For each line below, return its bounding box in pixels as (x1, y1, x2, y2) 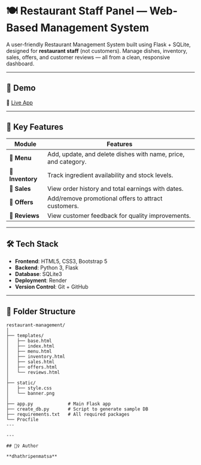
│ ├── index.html (6, 343, 55, 349)
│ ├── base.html (6, 338, 52, 344)
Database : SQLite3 (14, 271, 62, 278)
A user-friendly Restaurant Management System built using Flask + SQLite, (6, 41, 191, 48)
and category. (47, 157, 87, 166)
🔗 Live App (6, 99, 33, 106)
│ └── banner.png (6, 391, 55, 397)
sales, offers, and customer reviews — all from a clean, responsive (6, 53, 170, 61)
